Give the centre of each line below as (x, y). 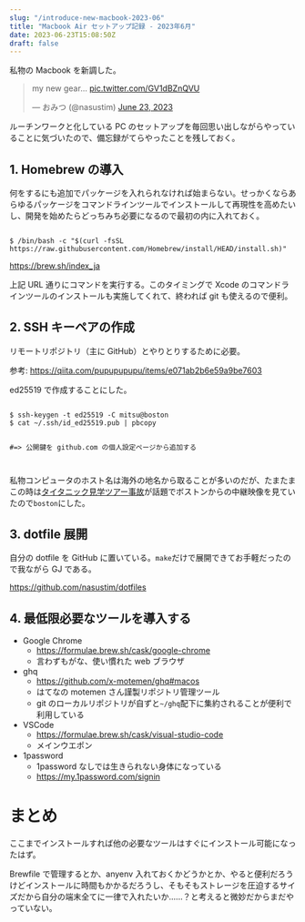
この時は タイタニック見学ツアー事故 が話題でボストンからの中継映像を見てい (152, 491)
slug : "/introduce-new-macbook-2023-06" (87, 18)
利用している (60, 714)
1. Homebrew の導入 (66, 169)
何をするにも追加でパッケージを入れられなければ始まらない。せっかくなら (149, 193)
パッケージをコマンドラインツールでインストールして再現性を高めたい (165, 205)
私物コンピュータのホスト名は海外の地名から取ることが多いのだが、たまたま (152, 480)
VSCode (38, 725)
